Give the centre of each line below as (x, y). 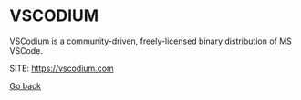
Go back (26, 85)
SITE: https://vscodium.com (62, 68)
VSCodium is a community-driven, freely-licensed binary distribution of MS (150, 41)
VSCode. (26, 50)
